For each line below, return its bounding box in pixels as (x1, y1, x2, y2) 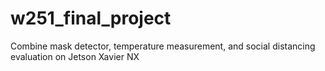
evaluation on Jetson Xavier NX (10, 50, 140, 62)
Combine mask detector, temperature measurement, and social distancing (10, 40, 316, 52)
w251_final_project (10, 7, 172, 30)
